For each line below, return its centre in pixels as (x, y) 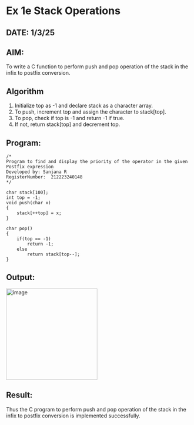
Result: (19, 395)
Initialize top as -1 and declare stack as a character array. (83, 106)
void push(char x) (29, 203)
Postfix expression (30, 167)
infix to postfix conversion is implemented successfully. (73, 416)
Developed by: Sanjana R (36, 172)
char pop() (19, 229)
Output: (21, 278)
